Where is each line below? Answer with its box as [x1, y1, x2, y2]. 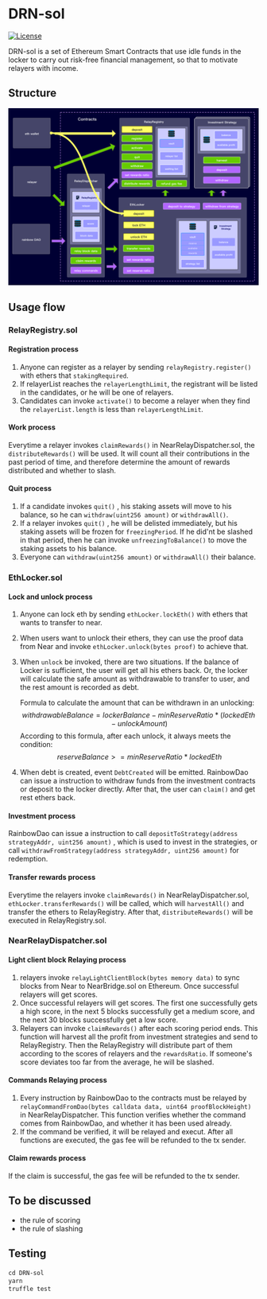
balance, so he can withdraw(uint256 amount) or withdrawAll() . [19, 510, 229, 519]
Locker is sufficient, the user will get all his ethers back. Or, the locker [19, 666, 248, 675]
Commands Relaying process [8, 1075, 107, 1085]
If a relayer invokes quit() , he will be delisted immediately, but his [19, 519, 238, 528]
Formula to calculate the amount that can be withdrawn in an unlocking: [19, 698, 255, 708]
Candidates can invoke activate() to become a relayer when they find [19, 395, 250, 406]
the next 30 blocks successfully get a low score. [19, 1015, 179, 1025]
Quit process [8, 484, 52, 493]
